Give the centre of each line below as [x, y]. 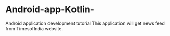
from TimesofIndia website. [34, 28]
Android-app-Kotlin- [50, 9]
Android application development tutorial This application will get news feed [85, 23]
